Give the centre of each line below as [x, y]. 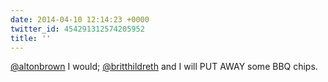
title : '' [31, 38]
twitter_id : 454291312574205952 [77, 29]
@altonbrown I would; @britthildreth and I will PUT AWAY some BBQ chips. [164, 67]
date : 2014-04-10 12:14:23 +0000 [80, 19]
